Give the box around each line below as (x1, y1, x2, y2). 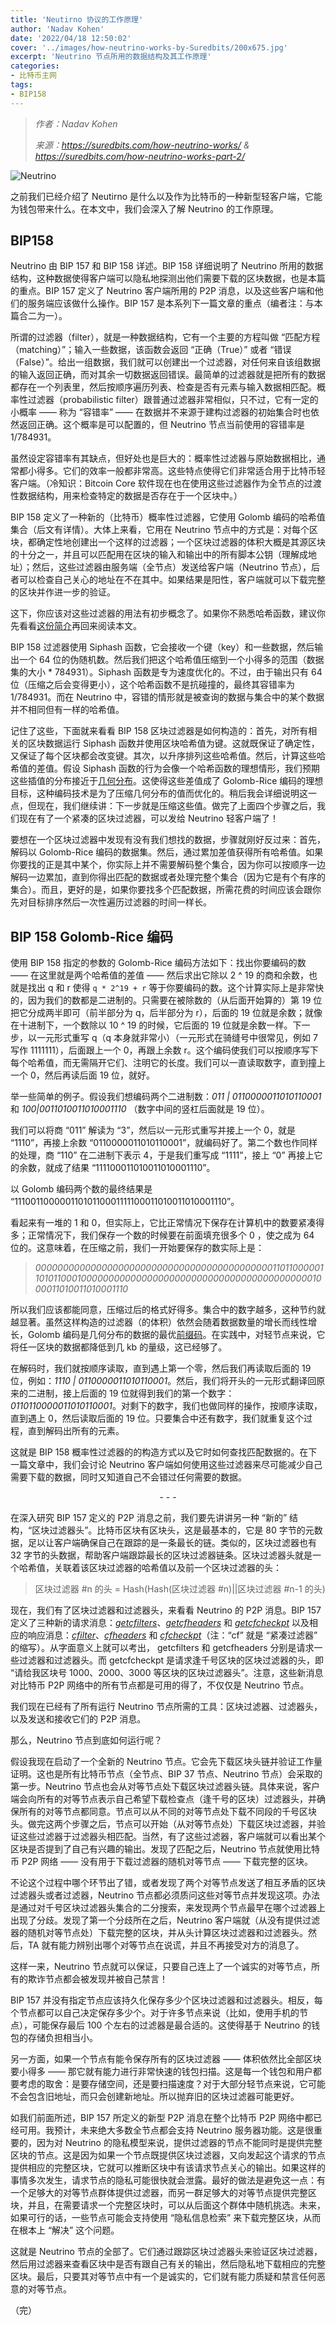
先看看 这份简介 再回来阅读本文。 (10, 620, 142, 632)
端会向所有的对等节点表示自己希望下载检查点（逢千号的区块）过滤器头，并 (10, 1793, 317, 1805)
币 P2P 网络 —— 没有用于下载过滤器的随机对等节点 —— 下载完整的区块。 (10, 1856, 314, 1868)
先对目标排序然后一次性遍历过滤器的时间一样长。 (10, 896, 212, 908)
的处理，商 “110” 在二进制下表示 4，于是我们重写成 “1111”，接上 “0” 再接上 (10, 1149, 315, 1161)
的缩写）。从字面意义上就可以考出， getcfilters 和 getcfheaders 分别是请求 (10, 1642, 315, 1654)
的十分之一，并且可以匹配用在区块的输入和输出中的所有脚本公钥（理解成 (10, 549, 308, 561)
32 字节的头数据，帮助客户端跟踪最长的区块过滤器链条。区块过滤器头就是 (10, 1549, 313, 1561)
